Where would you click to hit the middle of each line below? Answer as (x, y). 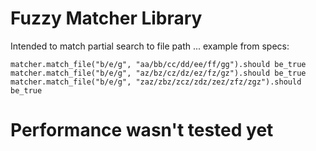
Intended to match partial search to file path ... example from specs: (150, 46)
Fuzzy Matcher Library (106, 18)
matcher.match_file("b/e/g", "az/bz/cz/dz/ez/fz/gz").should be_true (158, 73)
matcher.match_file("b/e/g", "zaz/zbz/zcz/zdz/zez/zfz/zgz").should (156, 82)
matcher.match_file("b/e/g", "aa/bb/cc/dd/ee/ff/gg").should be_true (158, 64)
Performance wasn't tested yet (142, 130)
